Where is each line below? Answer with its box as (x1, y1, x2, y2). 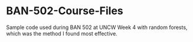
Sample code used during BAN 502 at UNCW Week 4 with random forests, (6, 24, 188, 31)
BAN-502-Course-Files (6, 4, 124, 18)
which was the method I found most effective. (6, 30, 118, 37)
